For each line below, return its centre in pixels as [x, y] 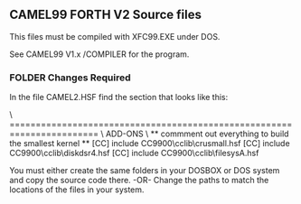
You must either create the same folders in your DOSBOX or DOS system [145, 171]
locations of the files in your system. [77, 190]
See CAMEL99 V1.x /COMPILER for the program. [99, 54]
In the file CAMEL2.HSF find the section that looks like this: [119, 97]
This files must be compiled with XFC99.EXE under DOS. [115, 36]
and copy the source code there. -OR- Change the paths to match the [139, 181]
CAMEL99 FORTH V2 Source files [105, 15]
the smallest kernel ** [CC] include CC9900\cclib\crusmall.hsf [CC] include [150, 144]
